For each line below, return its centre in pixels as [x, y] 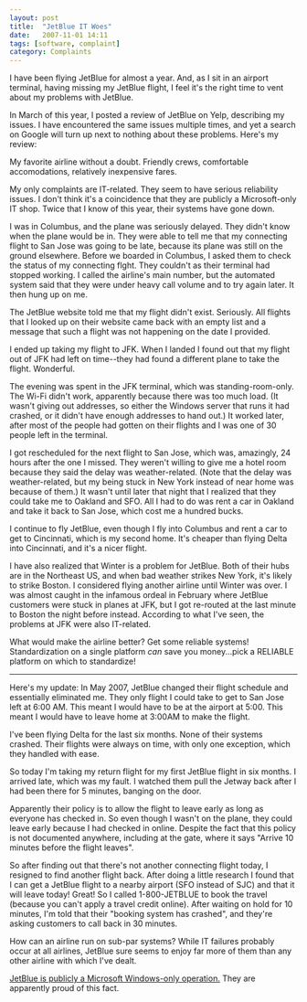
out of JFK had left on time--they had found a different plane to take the [145, 359]
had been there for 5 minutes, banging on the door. [106, 791]
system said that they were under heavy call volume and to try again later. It [152, 285]
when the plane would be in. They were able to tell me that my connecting [148, 236]
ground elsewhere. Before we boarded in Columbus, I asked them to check [150, 256]
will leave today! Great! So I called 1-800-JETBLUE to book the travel [138, 895]
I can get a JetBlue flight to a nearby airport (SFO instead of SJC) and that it [152, 885]
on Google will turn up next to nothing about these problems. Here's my [144, 134]
